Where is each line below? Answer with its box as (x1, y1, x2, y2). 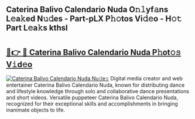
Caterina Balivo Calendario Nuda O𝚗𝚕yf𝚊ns (6, 5, 169, 15)
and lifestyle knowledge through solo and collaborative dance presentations (6, 88, 189, 94)
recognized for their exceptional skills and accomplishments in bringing (6, 100, 179, 107)
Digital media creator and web (110, 75, 183, 81)
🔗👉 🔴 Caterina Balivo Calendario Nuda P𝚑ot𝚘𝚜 (6, 47, 182, 57)
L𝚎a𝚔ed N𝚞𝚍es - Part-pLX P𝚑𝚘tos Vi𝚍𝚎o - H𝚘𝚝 (6, 14, 183, 24)
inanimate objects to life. (6, 107, 66, 113)
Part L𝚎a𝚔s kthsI (6, 23, 69, 33)
